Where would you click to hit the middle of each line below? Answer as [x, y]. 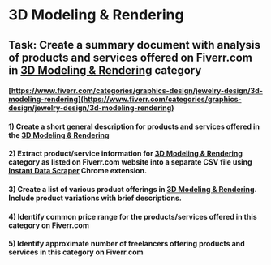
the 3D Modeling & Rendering [59, 135]
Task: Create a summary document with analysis [135, 45]
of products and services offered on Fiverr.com [131, 57]
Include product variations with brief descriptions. [95, 198]
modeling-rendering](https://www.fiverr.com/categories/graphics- [125, 100]
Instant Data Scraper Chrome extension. [78, 171]
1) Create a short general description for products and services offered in [134, 126]
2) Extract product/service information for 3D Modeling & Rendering [126, 154]
